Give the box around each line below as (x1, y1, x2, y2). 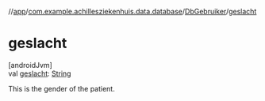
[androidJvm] (8, 60, 53, 69)
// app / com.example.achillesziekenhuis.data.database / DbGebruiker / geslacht (8, 7, 257, 16)
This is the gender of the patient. (8, 84, 115, 93)
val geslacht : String (8, 69, 71, 78)
